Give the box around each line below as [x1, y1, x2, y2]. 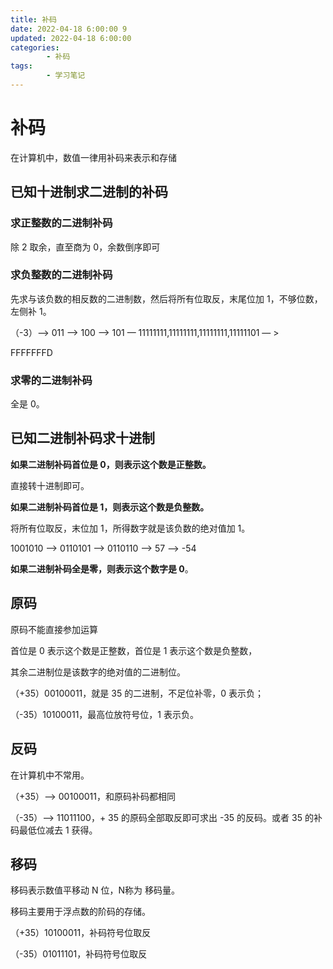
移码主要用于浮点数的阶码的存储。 [10, 906, 151, 918]
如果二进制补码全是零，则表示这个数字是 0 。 [10, 562, 194, 575]
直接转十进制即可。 [10, 479, 90, 491]
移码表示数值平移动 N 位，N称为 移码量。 [10, 884, 180, 896]
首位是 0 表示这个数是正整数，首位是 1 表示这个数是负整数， [10, 644, 258, 656]
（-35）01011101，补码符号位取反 [10, 948, 148, 960]
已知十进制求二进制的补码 [10, 184, 168, 201]
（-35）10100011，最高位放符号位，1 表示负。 [10, 708, 199, 720]
